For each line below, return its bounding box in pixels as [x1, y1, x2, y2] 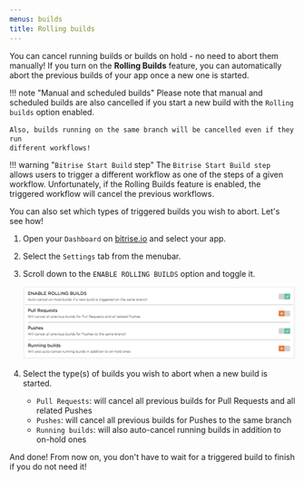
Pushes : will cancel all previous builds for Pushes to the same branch [35, 414, 292, 426]
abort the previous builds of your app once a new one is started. [9, 69, 250, 81]
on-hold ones [35, 434, 87, 445]
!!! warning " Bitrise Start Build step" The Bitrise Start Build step [9, 159, 270, 170]
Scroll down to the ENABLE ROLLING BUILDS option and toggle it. [22, 268, 256, 279]
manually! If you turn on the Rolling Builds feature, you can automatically [9, 60, 282, 71]
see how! [9, 215, 44, 226]
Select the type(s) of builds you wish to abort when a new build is [22, 368, 268, 378]
